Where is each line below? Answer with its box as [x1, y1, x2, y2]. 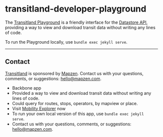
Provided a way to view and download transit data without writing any [12, 90, 151, 96]
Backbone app [12, 85, 41, 91]
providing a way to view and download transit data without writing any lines [5, 24, 156, 30]
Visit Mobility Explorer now [12, 106, 66, 111]
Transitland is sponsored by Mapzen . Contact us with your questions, [5, 70, 144, 76]
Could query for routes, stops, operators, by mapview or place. [12, 100, 138, 106]
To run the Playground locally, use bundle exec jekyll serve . [5, 39, 128, 45]
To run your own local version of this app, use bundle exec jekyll [12, 110, 144, 117]
